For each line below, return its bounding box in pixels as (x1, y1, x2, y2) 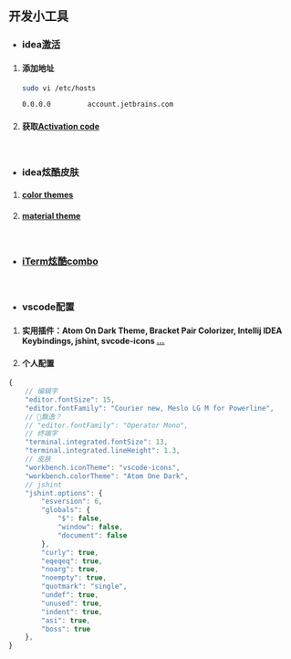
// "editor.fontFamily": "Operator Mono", (25, 421, 189, 430)
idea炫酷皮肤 (21, 166, 79, 179)
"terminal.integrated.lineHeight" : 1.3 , (25, 446, 181, 455)
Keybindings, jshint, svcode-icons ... (21, 336, 165, 346)
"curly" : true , (41, 548, 99, 557)
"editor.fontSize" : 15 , (25, 395, 116, 404)
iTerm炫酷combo (21, 255, 99, 267)
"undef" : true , (41, 591, 99, 600)
